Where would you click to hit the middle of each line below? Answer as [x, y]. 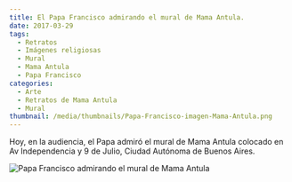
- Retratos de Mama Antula [67, 100]
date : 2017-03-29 [41, 26]
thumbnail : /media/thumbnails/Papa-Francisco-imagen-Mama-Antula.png [141, 116]
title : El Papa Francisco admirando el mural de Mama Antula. [127, 17]
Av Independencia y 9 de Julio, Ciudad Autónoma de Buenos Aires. [132, 151]
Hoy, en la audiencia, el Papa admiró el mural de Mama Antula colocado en [146, 142]
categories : [31, 83]
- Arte [29, 91]
